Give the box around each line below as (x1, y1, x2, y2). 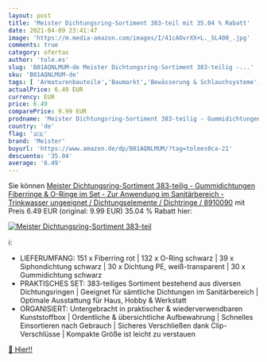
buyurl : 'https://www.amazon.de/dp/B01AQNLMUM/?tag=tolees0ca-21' (8, 144, 233, 152)
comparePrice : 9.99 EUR (8, 108, 87, 116)
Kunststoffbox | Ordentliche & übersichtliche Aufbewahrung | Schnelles (19, 313, 253, 322)
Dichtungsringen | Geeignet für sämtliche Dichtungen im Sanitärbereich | (19, 287, 259, 297)
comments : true (8, 41, 59, 49)
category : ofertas (8, 48, 69, 56)
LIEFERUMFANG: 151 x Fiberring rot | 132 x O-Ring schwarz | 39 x (19, 253, 234, 263)
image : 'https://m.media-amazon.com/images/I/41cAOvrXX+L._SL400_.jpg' (8, 33, 250, 42)
